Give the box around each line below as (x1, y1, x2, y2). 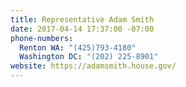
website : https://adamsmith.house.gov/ (10, 61, 177, 71)
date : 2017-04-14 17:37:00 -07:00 (10, 24, 155, 34)
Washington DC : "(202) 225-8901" (19, 52, 159, 62)
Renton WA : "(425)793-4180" (19, 42, 137, 53)
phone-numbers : (10, 33, 74, 43)
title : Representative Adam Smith (10, 14, 155, 25)
